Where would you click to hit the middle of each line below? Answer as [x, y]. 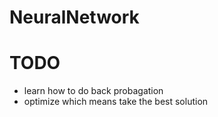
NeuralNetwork [74, 17]
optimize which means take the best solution [116, 102]
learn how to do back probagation [93, 91]
